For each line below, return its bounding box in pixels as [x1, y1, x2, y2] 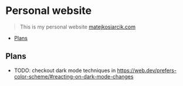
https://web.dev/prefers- [117, 67, 177, 74]
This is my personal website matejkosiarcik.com [19, 23, 136, 30]
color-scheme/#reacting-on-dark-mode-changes [13, 73, 134, 80]
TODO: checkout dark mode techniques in [13, 67, 116, 74]
